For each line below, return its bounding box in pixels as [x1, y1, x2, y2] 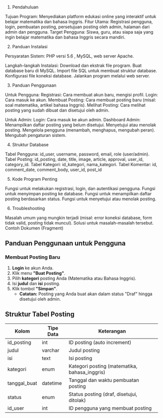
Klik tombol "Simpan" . [12, 285, 57, 291]
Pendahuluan [12, 4, 39, 10]
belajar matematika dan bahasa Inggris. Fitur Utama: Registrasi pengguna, [5, 19, 153, 24]
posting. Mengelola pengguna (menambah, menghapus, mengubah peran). [5, 127, 155, 133]
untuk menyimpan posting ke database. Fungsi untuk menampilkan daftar [5, 191, 152, 196]
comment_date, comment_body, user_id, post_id [5, 167, 102, 172]
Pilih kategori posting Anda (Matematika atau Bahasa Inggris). [12, 275, 137, 281]
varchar [42, 347, 60, 354]
